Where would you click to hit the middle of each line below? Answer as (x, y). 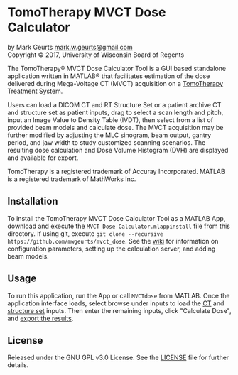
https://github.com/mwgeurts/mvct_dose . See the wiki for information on (113, 241)
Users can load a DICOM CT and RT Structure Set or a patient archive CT (114, 104)
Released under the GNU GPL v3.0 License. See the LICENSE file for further (118, 358)
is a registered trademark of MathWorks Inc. (72, 179)
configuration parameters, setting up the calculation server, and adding (112, 249)
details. (18, 365)
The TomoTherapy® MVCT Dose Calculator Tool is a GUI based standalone (117, 68)
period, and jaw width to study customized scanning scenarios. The (107, 142)
